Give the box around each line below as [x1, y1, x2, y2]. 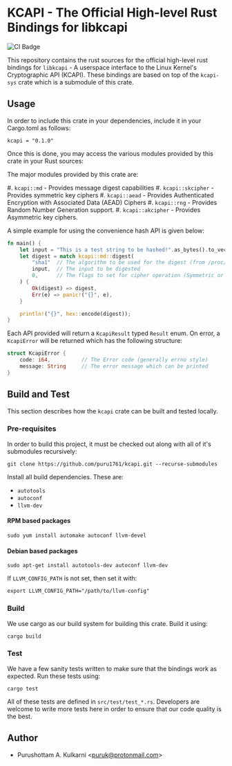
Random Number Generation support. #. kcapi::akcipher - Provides [7, 206, 201, 214]
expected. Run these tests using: [7, 672, 101, 680]
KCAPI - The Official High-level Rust [7, 5, 217, 21]
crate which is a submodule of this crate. [18, 78, 135, 86]
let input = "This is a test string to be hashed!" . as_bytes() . [19, 246, 209, 253]
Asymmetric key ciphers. [7, 213, 78, 221]
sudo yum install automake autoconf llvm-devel [7, 532, 147, 540]
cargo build [7, 632, 41, 640]
